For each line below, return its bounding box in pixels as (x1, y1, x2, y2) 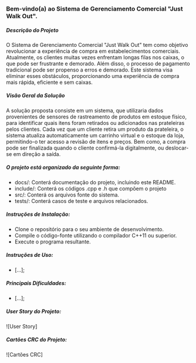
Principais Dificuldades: (6, 280, 66, 287)
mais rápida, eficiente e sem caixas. (6, 79, 93, 86)
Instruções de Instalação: (6, 211, 70, 218)
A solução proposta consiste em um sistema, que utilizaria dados (6, 107, 164, 114)
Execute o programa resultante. (14, 238, 91, 245)
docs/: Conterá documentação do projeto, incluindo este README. (14, 178, 176, 186)
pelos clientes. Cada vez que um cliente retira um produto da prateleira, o (6, 125, 184, 133)
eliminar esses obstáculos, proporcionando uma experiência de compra (6, 72, 180, 79)
